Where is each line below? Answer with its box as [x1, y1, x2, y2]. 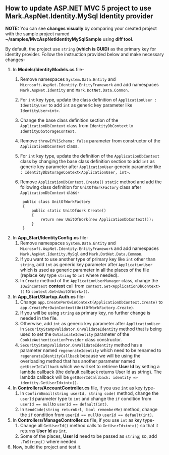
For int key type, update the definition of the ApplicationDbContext [20, 153, 160, 159]
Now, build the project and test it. [12, 444, 82, 450]
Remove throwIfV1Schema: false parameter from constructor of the [20, 137, 160, 143]
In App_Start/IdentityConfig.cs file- [12, 234, 89, 240]
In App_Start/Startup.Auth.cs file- [12, 293, 86, 299]
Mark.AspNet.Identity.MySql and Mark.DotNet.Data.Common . [20, 250, 143, 257]
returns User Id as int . [20, 428, 67, 434]
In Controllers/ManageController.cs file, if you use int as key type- [12, 417, 155, 423]
